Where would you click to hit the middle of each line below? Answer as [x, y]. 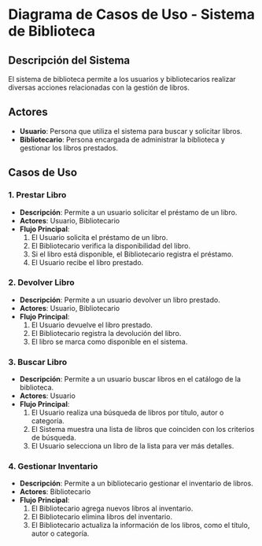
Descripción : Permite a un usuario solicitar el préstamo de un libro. [128, 212]
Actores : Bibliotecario [55, 492]
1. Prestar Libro [37, 195]
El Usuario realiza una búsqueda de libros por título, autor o [127, 413]
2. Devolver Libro [41, 282]
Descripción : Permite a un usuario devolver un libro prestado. [120, 300]
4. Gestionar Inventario [53, 467]
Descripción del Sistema [69, 60]
